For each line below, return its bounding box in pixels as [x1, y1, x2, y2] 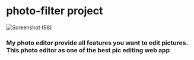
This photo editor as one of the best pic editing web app [6, 46, 170, 54]
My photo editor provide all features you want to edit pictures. [6, 39, 188, 47]
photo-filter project [6, 4, 103, 18]
